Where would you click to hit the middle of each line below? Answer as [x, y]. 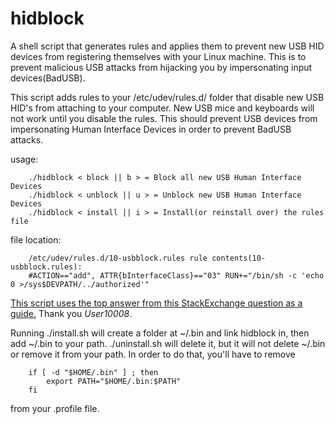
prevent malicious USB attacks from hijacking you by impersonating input [161, 67]
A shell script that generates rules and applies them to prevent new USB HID [167, 46]
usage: [24, 159]
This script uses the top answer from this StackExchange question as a [156, 303]
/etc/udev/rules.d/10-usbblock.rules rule [118, 258]
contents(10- [239, 258]
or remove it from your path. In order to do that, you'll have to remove [153, 354]
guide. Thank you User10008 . [71, 313]
